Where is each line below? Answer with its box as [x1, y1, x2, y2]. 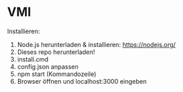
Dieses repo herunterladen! [17, 48, 95, 56]
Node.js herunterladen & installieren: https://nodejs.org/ [17, 40, 176, 48]
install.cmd [17, 55, 49, 63]
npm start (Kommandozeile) [17, 70, 97, 78]
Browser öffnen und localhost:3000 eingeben [17, 77, 147, 85]
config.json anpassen [17, 62, 79, 71]
